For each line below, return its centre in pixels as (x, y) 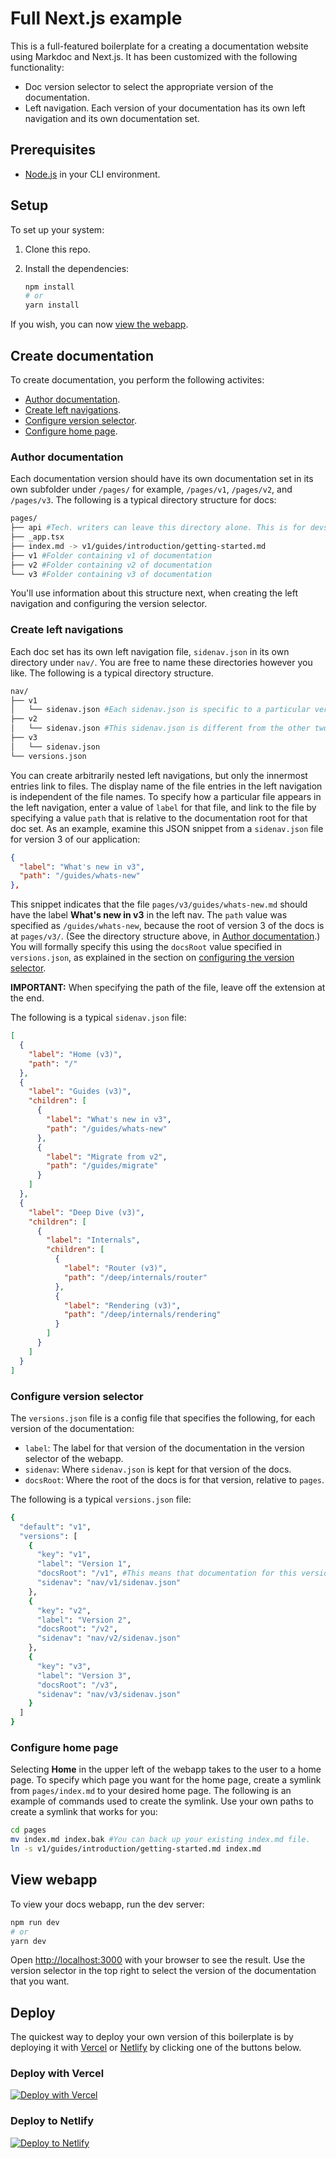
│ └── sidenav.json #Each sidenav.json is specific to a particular (160, 710)
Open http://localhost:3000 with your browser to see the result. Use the (158, 1960)
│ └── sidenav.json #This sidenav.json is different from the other (160, 728)
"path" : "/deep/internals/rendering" (142, 1315)
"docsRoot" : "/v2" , (77, 1629)
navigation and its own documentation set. (112, 118)
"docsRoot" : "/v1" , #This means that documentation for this (167, 1573)
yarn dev (28, 1941)
